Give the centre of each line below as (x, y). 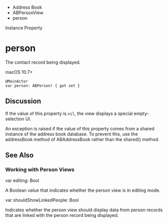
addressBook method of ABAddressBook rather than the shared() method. (82, 139)
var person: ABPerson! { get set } (43, 85)
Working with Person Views (40, 170)
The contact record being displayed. (43, 62)
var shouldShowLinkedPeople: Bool (42, 200)
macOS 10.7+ (19, 72)
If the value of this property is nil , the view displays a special (69, 113)
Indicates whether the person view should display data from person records (84, 210)
